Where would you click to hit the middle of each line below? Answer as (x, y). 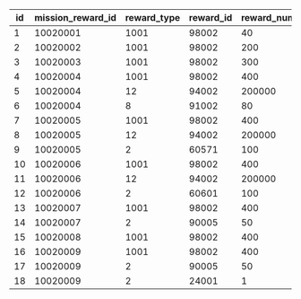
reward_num (268, 18)
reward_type (153, 18)
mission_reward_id (75, 18)
